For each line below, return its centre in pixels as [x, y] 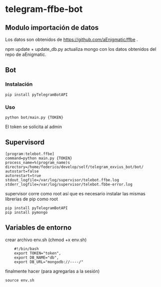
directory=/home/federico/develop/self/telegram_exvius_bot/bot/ [74, 167]
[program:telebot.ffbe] [30, 154]
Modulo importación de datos [52, 28]
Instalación [19, 84]
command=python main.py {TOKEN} [39, 158]
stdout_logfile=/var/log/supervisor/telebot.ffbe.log [62, 180]
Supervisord [25, 142]
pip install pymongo [27, 212]
